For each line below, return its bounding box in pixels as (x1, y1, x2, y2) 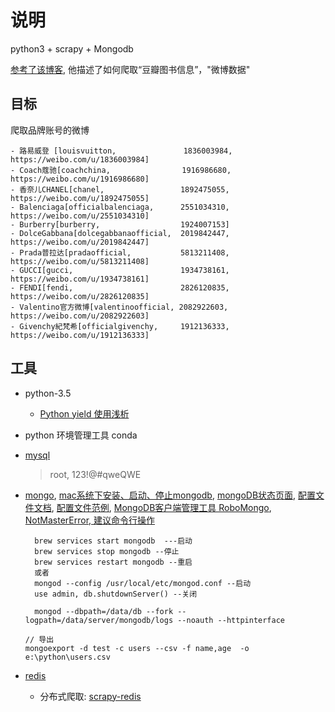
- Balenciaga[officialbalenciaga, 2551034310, (10, 202, 230, 212)
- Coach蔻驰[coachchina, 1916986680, (10, 165, 232, 175)
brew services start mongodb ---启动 (34, 536, 193, 546)
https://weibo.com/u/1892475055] (10, 193, 150, 203)
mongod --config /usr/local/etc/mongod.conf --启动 (34, 578, 252, 588)
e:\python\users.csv (24, 652, 111, 662)
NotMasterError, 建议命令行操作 (24, 514, 156, 526)
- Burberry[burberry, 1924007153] (10, 219, 230, 230)
